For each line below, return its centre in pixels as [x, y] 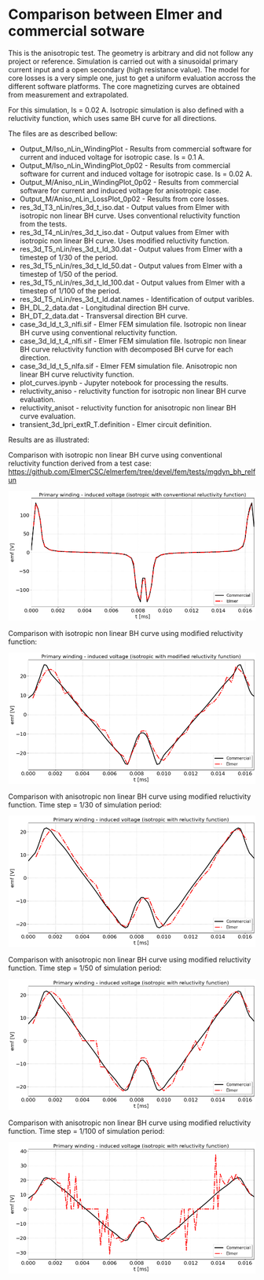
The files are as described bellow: [63, 133]
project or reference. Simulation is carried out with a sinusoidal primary [123, 61]
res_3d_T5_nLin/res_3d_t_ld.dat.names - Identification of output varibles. [137, 299]
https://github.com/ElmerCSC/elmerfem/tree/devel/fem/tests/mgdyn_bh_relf [132, 471]
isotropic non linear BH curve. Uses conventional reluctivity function [130, 215]
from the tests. [43, 224]
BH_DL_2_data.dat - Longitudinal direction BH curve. [104, 307]
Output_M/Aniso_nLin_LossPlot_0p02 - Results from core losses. [124, 199]
